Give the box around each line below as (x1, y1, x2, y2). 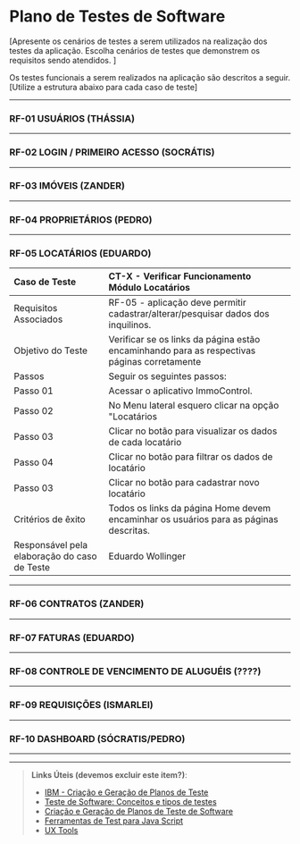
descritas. (108, 525, 150, 537)
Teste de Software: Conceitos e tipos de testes (44, 796, 217, 806)
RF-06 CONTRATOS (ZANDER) (9, 597, 145, 610)
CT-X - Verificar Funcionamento (108, 270, 252, 283)
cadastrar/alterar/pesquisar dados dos (108, 308, 270, 320)
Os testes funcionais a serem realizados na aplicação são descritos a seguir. (9, 72, 291, 82)
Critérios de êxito (13, 513, 87, 526)
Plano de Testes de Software (9, 6, 226, 27)
